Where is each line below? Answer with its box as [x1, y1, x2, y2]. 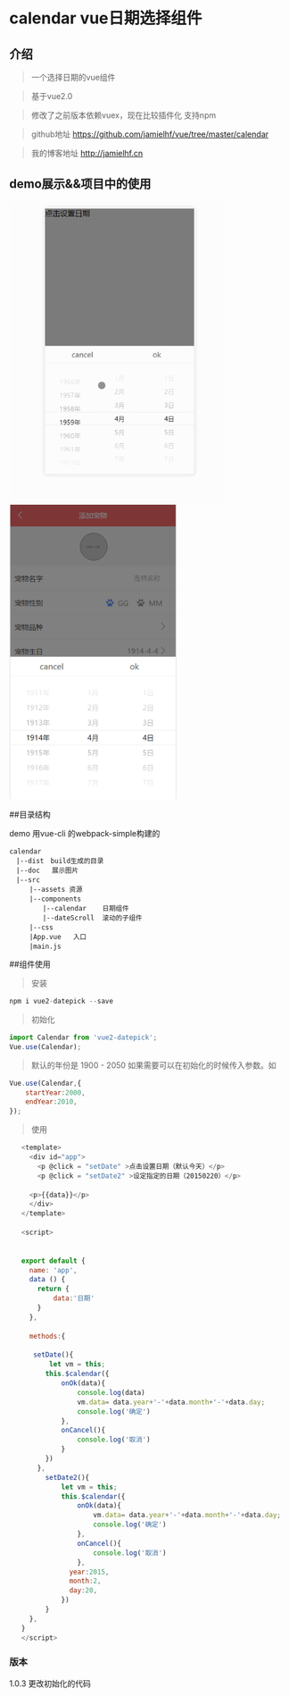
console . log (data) [77, 1388, 145, 1397]
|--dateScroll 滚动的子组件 [42, 913, 143, 922]
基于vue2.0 [30, 91, 73, 101]
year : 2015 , [69, 1567, 110, 1576]
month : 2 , [69, 1576, 102, 1586]
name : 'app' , [29, 1265, 78, 1274]
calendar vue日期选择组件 [9, 8, 202, 29]
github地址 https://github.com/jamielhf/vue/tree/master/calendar [30, 129, 269, 139]
